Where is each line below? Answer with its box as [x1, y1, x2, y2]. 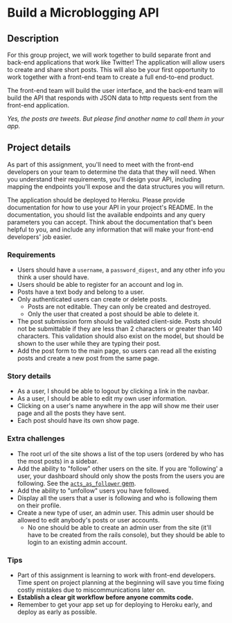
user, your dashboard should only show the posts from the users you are [17, 471, 225, 480]
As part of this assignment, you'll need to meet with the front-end [7, 160, 194, 168]
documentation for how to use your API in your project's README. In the [7, 203, 213, 211]
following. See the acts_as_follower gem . [17, 479, 136, 487]
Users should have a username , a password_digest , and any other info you [17, 265, 225, 274]
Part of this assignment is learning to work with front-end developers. [17, 571, 216, 579]
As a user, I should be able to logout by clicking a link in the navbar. [17, 387, 210, 396]
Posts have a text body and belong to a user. [17, 288, 145, 296]
